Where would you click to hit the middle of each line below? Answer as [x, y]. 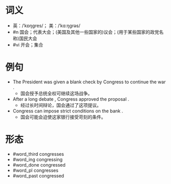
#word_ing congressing [38, 159]
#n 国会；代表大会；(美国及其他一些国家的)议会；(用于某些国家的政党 [86, 32]
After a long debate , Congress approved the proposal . [71, 99]
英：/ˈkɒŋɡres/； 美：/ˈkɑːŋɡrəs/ [47, 26]
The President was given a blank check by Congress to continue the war [89, 82]
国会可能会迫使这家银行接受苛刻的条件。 [63, 117]
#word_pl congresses [36, 170]
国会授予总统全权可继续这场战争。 [56, 93]
